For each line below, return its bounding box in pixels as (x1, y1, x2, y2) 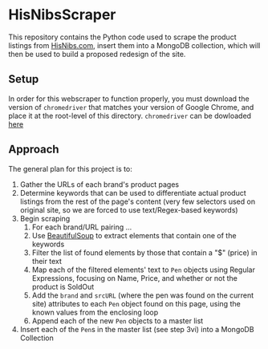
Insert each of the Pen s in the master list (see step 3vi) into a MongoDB (19, 324, 254, 334)
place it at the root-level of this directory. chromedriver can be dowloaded (8, 111, 251, 120)
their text (31, 256, 62, 266)
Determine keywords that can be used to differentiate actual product (19, 188, 246, 197)
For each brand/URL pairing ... (31, 222, 132, 232)
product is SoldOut (31, 282, 95, 291)
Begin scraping (19, 213, 71, 223)
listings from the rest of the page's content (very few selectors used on (19, 197, 255, 206)
